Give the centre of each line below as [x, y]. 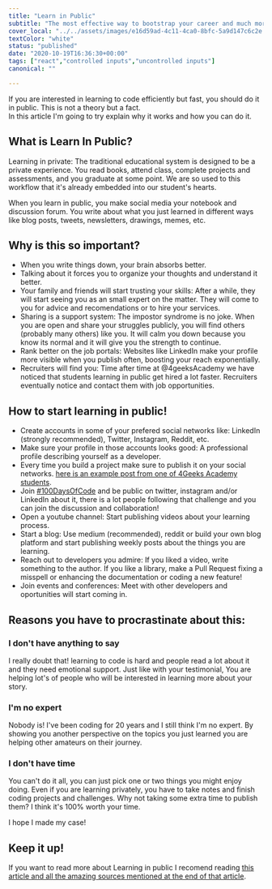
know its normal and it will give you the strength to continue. [120, 342]
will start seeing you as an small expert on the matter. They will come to [139, 299]
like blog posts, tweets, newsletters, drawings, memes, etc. [107, 220]
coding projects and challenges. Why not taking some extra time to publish [133, 798]
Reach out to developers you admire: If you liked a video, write [124, 560]
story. [18, 686]
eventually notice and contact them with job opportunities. [117, 385]
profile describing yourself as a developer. [91, 457]
